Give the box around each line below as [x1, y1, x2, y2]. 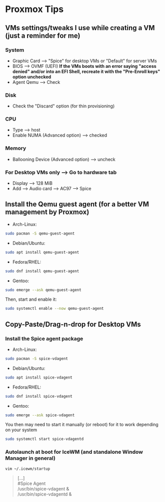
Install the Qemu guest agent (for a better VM [5, 200, 149, 209]
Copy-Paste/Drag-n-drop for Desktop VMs [5, 320, 141, 328]
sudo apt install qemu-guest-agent [5, 249, 79, 255]
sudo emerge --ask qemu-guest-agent [5, 287, 81, 292]
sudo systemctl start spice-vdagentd [5, 437, 84, 442]
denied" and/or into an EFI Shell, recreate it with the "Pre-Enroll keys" [12, 68, 160, 74]
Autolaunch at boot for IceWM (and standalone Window [5, 448, 143, 455]
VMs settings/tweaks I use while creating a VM [5, 24, 155, 32]
